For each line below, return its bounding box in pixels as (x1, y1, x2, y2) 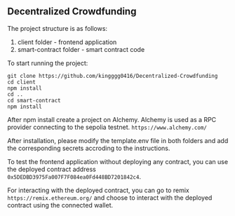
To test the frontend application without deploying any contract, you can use (7, 157, 229, 166)
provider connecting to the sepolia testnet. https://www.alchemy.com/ (7, 123, 207, 131)
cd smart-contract (7, 97, 61, 104)
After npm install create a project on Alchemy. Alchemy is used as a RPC (7, 115, 217, 123)
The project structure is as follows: (7, 24, 107, 32)
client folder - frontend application (17, 38, 117, 46)
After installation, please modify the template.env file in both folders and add (7, 136, 229, 144)
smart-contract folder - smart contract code (17, 45, 145, 53)
